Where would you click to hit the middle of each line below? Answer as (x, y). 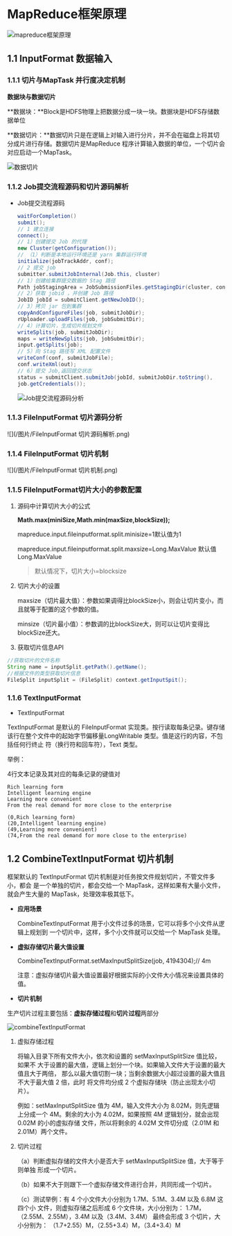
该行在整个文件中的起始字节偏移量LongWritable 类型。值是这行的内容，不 (112, 736)
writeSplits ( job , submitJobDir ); (65, 332)
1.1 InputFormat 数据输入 (60, 59)
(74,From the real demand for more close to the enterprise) (97, 836)
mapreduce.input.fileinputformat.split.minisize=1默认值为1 (99, 534)
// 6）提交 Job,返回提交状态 (54, 371)
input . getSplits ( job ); (50, 345)
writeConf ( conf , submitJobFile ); (65, 358)
